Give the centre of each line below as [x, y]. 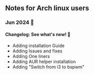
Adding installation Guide [38, 45]
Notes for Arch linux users [47, 8]
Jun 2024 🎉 [20, 22]
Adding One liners [31, 56]
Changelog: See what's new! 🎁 [38, 34]
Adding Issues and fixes [37, 51]
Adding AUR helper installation [44, 61]
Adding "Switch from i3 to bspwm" [48, 66]
